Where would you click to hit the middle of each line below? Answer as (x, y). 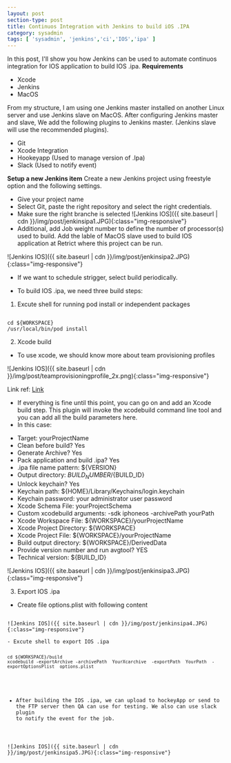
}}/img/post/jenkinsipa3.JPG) (148, 570)
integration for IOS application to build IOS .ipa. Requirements (96, 66)
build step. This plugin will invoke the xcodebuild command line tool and (119, 410)
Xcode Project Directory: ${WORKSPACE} (76, 528)
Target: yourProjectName (53, 438)
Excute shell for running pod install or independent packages (104, 304)
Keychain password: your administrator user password (94, 498)
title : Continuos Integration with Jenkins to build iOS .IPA (98, 26)
